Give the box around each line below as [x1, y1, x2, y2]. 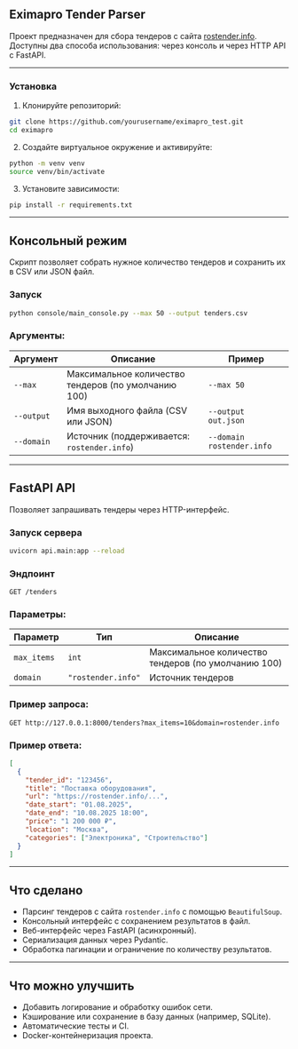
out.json [208, 415, 246, 425]
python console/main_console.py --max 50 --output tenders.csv [9, 308, 248, 318]
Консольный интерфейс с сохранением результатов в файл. [21, 916, 251, 926]
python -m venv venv [9, 159, 86, 168]
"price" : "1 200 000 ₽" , [25, 817, 117, 826]
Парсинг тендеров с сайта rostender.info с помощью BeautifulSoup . [21, 906, 283, 918]
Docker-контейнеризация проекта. [21, 1030, 153, 1041]
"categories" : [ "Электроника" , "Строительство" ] [25, 833, 208, 842]
